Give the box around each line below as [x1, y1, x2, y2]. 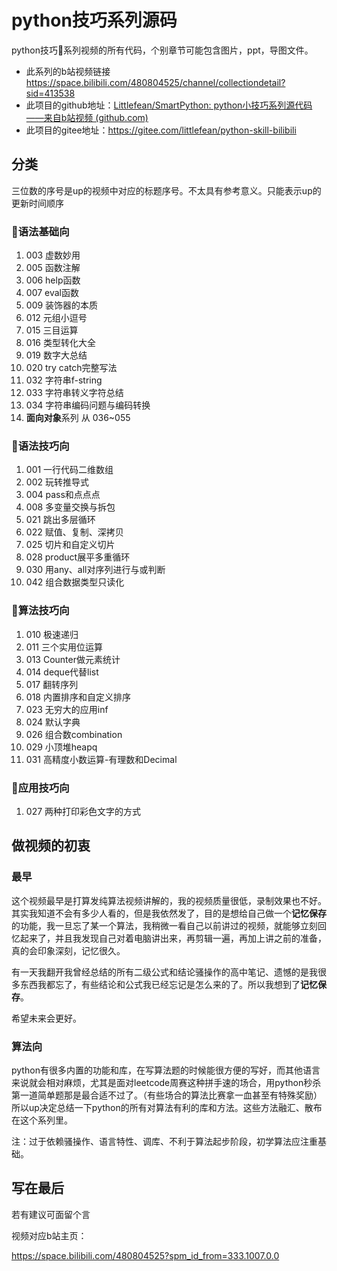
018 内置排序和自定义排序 [25, 691, 131, 703]
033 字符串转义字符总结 [25, 387, 124, 399]
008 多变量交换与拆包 [25, 501, 116, 513]
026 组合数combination [25, 728, 123, 740]
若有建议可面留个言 [11, 1208, 91, 1220]
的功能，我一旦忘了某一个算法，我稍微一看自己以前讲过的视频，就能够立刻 [11, 919, 318, 931]
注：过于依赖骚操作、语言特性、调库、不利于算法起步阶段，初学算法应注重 [11, 1135, 318, 1147]
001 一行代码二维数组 [25, 464, 114, 476]
